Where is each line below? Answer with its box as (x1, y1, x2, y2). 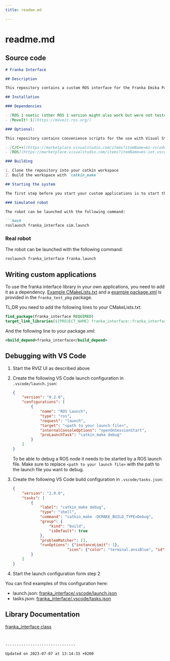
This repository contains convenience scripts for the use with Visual (5, 136, 159, 141)
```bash (5, 218, 22, 223)
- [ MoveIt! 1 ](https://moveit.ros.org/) (5, 117, 92, 122)
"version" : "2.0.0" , (22, 490, 65, 496)
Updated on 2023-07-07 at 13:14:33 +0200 (5, 651, 94, 656)
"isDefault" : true (49, 528, 88, 533)
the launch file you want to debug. (12, 466, 84, 472)
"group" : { (39, 519, 63, 524)
